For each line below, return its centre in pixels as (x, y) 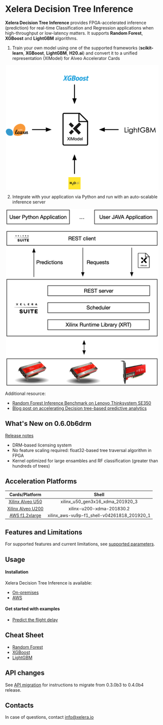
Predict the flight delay (35, 620)
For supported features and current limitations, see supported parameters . (80, 544)
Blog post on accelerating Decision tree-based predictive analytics (79, 408)
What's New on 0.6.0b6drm (48, 424)
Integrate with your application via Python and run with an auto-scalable (85, 197)
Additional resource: (25, 393)
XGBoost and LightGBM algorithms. (41, 38)
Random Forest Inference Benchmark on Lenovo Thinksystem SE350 (82, 403)
